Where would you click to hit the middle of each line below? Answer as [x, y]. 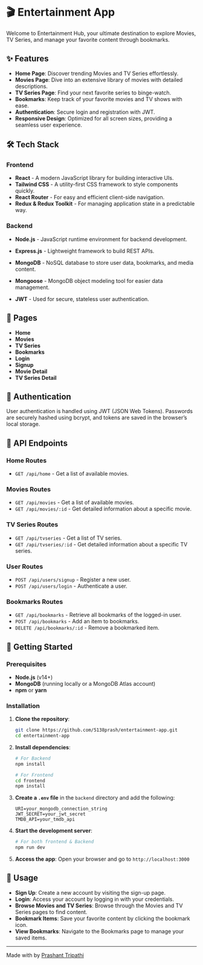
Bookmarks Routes [35, 602]
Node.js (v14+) [34, 677]
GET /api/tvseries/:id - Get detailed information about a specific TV [101, 544]
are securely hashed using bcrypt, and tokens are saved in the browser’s [97, 418]
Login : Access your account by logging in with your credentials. [94, 899]
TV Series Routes [32, 525]
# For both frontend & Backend [54, 842]
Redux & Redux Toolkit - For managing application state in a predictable [105, 204]
